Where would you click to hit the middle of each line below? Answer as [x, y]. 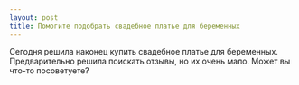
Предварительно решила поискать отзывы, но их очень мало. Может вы [150, 61]
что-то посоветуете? [50, 70]
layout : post [34, 17]
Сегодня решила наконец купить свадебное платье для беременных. [144, 51]
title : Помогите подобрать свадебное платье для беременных [125, 26]
